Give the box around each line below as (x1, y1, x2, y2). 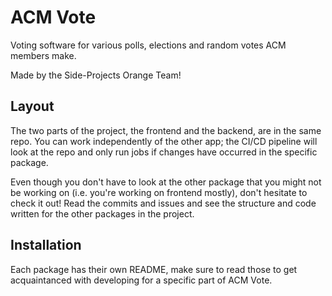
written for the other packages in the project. (10, 207, 195, 220)
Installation (10, 237, 82, 254)
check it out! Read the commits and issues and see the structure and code (10, 197, 317, 209)
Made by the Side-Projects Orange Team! (10, 69, 182, 81)
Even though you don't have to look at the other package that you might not (10, 176, 322, 188)
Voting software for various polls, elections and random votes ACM (10, 39, 287, 51)
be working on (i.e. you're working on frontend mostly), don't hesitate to (10, 186, 308, 198)
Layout (10, 98, 55, 115)
